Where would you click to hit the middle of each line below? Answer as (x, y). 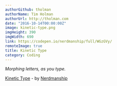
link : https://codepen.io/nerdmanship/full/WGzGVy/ (58, 42)
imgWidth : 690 (19, 37)
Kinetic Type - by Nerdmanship (36, 78)
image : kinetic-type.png (30, 28)
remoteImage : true (24, 46)
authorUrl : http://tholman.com (37, 19)
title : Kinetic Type (26, 50)
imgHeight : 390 (20, 32)
